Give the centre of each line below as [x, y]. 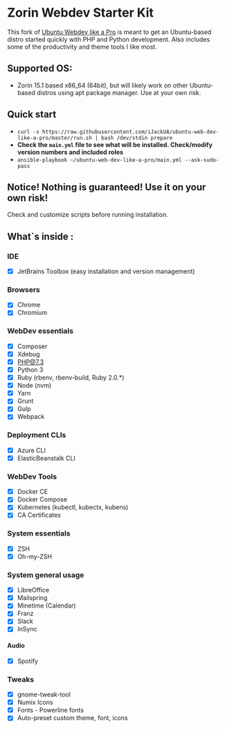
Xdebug [28, 354]
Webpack [31, 417]
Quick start [32, 115]
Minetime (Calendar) [46, 606]
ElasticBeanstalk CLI [46, 458]
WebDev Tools [32, 477]
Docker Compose [42, 499]
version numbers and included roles [70, 152]
